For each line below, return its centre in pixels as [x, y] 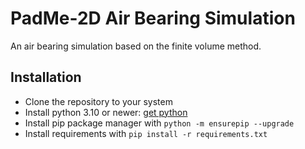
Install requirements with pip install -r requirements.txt [146, 133]
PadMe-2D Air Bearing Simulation [153, 18]
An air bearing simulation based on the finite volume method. [136, 46]
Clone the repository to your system [98, 101]
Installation [46, 77]
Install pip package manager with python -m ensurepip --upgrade [159, 123]
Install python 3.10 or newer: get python [106, 112]
